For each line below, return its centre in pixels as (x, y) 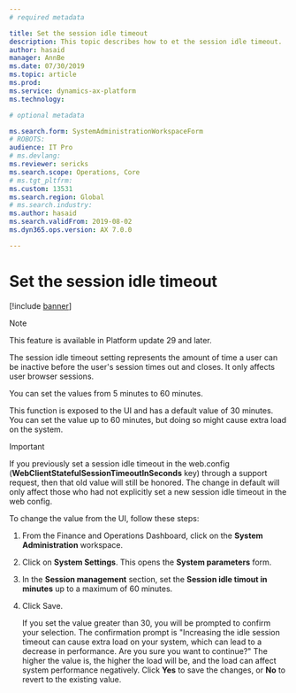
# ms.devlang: (35, 156)
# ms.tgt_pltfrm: (41, 181)
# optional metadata (47, 115)
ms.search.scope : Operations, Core (75, 172)
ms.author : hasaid (43, 213)
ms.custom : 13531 (41, 189)
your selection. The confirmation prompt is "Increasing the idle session (151, 632)
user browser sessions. (52, 376)
